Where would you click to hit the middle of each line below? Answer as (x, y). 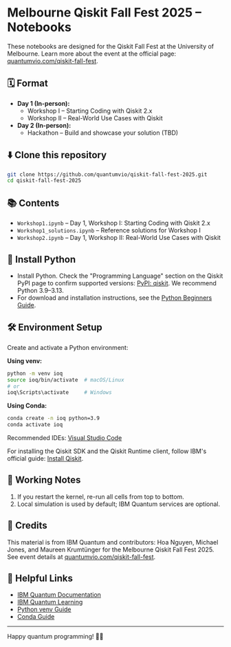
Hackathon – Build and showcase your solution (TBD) (103, 133)
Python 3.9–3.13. (40, 290)
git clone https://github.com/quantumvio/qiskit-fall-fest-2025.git (107, 174)
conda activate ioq (35, 425)
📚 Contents (33, 203)
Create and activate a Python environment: (68, 347)
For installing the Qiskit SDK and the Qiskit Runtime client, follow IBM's (107, 451)
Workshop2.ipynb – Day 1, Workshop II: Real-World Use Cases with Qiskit (119, 238)
